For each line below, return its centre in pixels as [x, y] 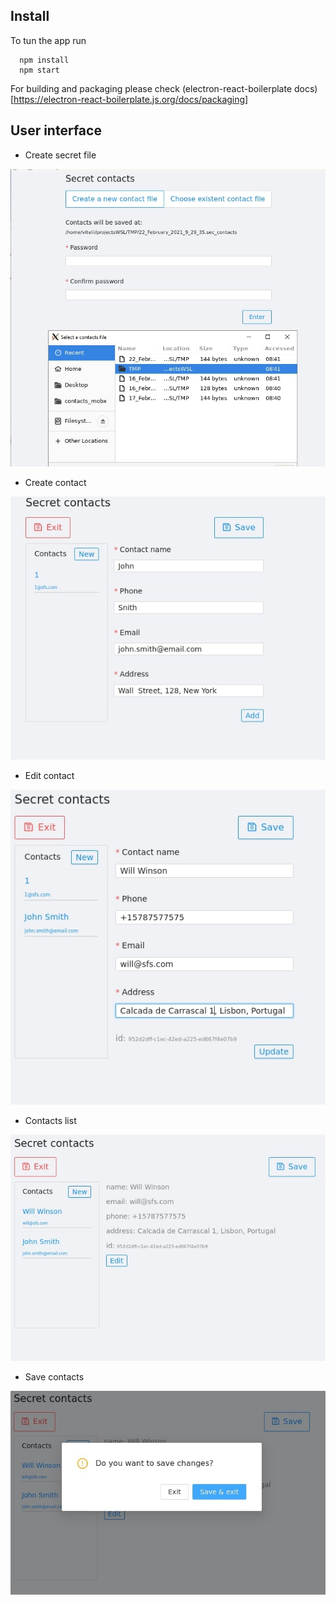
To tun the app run [48, 40]
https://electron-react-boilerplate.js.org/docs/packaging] [131, 99]
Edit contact [49, 776]
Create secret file [60, 155]
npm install [44, 60]
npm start [39, 70]
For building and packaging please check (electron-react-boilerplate [151, 88]
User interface [56, 130]
